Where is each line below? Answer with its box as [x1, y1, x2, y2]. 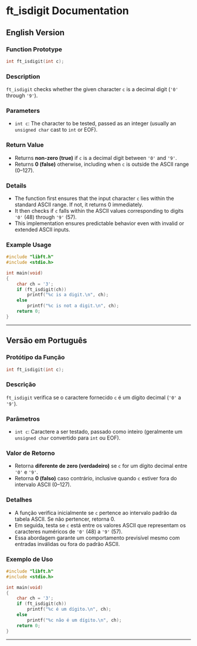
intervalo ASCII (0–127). [14, 481, 72, 488]
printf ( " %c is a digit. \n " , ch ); [27, 292, 109, 298]
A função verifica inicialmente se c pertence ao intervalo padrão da [14, 509, 177, 516]
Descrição [6, 380, 36, 389]
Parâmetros [6, 414, 40, 423]
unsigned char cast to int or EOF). [14, 126, 98, 133]
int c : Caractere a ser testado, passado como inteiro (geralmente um [14, 428, 183, 436]
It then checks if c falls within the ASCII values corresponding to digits [14, 207, 184, 214]
